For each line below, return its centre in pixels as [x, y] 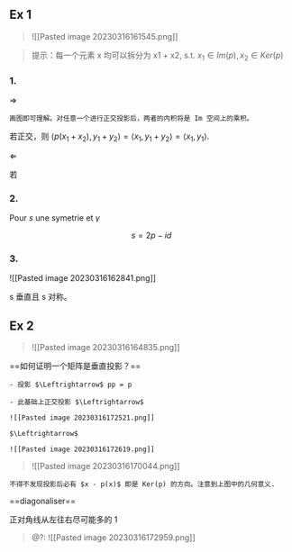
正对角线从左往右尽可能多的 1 [64, 520]
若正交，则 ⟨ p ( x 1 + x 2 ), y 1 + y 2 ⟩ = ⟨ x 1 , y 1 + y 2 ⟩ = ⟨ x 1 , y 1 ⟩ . [109, 137]
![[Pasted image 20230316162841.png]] [82, 278]
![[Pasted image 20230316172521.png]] [82, 418]
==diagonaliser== [43, 501]
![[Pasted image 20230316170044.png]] [105, 466]
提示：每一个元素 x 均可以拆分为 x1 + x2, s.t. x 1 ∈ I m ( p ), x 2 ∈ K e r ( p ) [157, 56]
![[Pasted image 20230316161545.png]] [105, 36]
